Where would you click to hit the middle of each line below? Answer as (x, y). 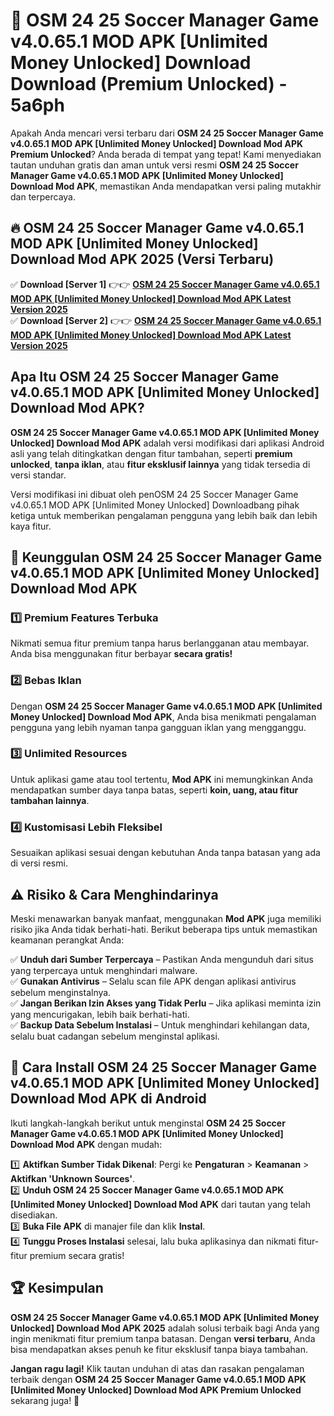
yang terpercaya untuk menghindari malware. (104, 970)
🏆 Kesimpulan (57, 1288)
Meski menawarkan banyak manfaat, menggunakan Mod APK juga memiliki (166, 918)
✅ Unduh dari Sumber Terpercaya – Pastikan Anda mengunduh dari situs (162, 959)
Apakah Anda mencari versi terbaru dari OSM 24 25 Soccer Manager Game (167, 133)
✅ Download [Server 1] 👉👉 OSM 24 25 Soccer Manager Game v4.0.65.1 (165, 284)
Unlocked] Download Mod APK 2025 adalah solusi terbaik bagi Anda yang (165, 1328)
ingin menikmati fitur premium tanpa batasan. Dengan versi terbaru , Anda (163, 1338)
